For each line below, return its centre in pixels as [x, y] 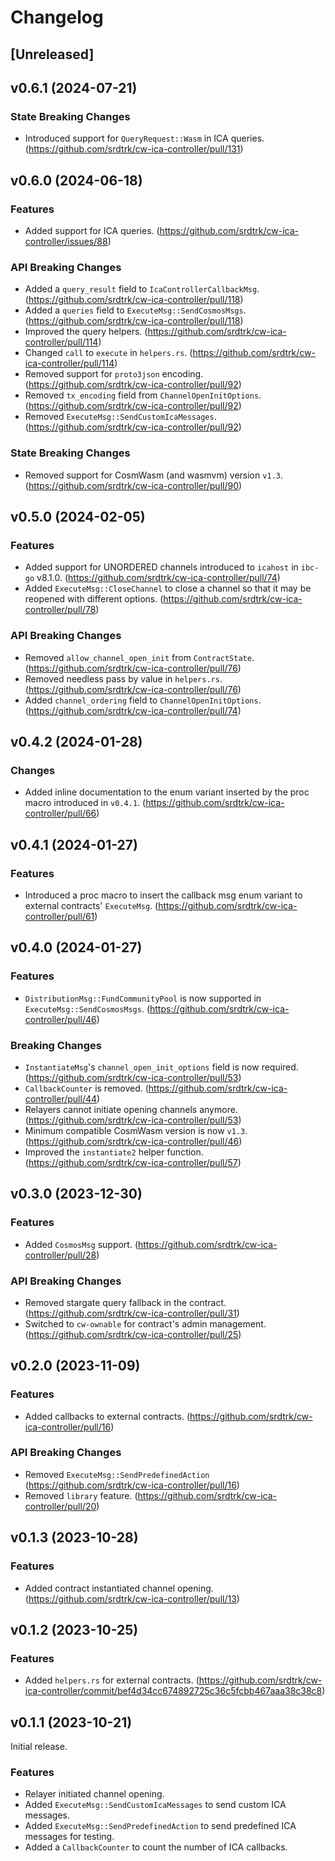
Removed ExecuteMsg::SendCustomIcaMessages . [120, 417]
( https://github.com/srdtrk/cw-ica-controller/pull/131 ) [134, 149]
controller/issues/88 [66, 241]
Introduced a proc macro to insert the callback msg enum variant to [163, 895]
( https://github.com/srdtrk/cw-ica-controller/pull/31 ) [132, 1313]
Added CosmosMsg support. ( [81, 1244]
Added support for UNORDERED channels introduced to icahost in [161, 567]
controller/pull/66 [60, 813]
